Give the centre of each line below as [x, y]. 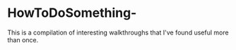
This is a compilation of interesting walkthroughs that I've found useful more [118, 32]
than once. [23, 39]
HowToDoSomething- [72, 13]
